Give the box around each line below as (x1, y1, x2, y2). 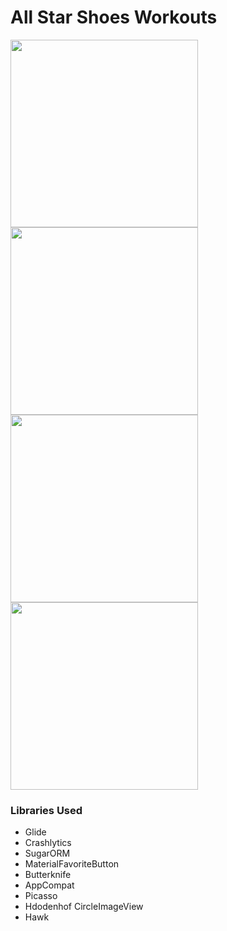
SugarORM (24, 847, 71, 860)
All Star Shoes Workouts (10, 6, 218, 29)
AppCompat (24, 879, 75, 891)
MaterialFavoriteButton (24, 858, 120, 870)
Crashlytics (24, 837, 72, 849)
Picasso (24, 890, 58, 902)
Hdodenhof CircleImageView (24, 901, 144, 913)
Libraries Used (10, 803, 83, 817)
